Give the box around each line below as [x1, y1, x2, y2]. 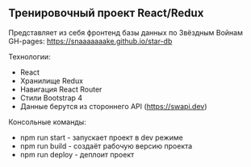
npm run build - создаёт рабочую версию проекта [19, 141, 193, 151]
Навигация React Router [19, 84, 102, 94]
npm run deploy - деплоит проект [19, 149, 135, 159]
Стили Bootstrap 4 [19, 92, 83, 103]
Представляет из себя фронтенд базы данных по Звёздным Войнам [8, 27, 244, 37]
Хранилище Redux [19, 75, 83, 85]
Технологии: [8, 51, 51, 61]
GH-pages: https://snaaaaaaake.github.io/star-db [8, 36, 173, 46]
